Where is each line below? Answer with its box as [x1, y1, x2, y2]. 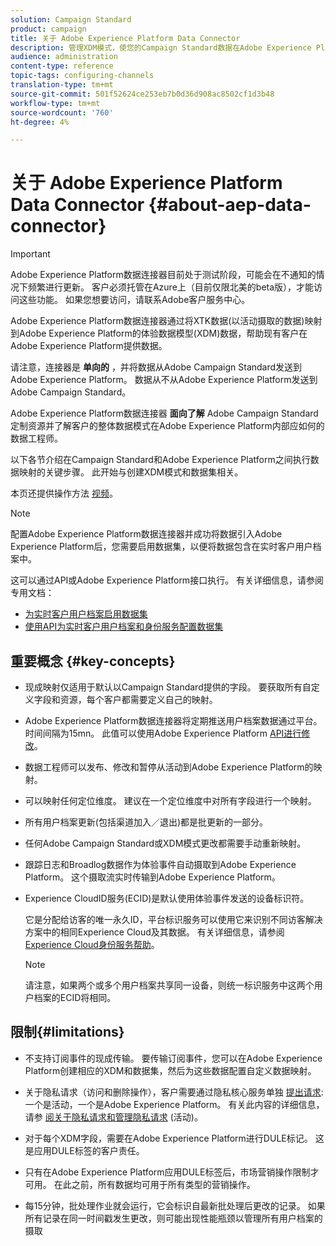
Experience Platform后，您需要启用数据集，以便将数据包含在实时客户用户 [10, 541, 313, 553]
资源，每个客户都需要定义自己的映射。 [59, 694, 218, 705]
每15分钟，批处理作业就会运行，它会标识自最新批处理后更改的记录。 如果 [24, 1199, 326, 1211]
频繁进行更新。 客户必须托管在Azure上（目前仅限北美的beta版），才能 [27, 281, 315, 293]
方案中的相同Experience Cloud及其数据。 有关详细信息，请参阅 [24, 926, 285, 938]
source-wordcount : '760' [10, 107, 114, 118]
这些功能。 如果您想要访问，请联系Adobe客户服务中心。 [18, 294, 251, 306]
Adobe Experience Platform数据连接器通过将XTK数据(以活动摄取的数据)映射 [10, 315, 323, 327]
